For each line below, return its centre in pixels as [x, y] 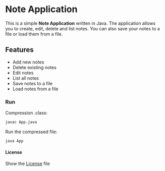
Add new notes [28, 62]
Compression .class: [26, 113]
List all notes [26, 78]
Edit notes [23, 73]
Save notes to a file [33, 83]
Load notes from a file [35, 89]
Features [19, 50]
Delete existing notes [34, 67]
